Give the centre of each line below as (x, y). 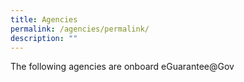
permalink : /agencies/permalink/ (80, 29)
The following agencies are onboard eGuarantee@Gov (122, 67)
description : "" (44, 38)
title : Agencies (44, 19)
